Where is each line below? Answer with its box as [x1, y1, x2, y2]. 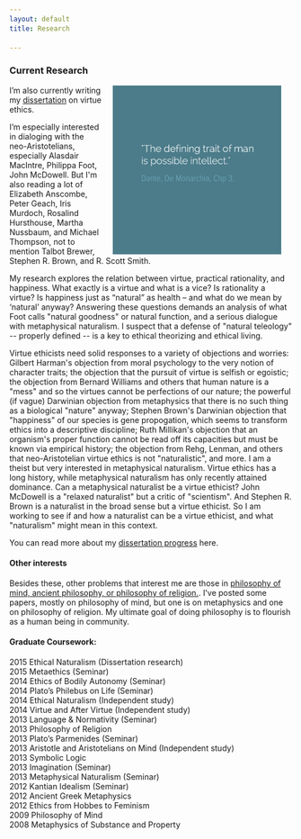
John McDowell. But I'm [9, 169, 98, 180]
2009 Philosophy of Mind [9, 810, 103, 821]
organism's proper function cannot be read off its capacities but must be [9, 433, 279, 445]
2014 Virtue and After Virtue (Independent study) [9, 705, 191, 716]
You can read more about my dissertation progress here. [9, 537, 218, 548]
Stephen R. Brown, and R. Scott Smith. [9, 255, 151, 266]
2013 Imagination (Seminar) [9, 762, 111, 773]
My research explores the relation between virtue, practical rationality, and [9, 273, 286, 284]
